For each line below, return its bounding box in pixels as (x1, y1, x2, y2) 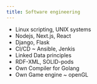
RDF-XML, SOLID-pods (15, 58, 74, 65)
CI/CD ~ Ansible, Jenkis (15, 45, 75, 52)
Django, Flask (15, 38, 50, 46)
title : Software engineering (6, 9, 81, 15)
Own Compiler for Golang (15, 65, 80, 72)
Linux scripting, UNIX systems (15, 26, 92, 33)
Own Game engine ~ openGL (15, 71, 88, 78)
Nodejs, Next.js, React (15, 32, 71, 40)
